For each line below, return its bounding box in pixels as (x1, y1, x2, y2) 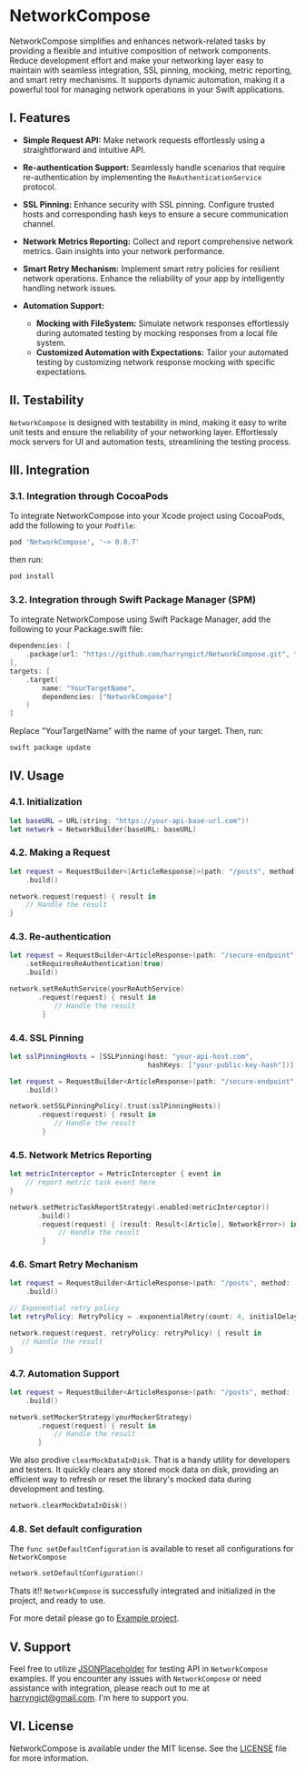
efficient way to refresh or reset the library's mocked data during (9, 1474, 251, 1485)
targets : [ (9, 667, 51, 676)
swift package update (9, 743, 92, 752)
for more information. (9, 1752, 89, 1763)
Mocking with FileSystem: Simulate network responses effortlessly (35, 318, 290, 329)
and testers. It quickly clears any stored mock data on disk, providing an (9, 1464, 280, 1475)
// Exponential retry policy (9, 1304, 120, 1313)
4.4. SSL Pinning (9, 1031, 84, 1043)
